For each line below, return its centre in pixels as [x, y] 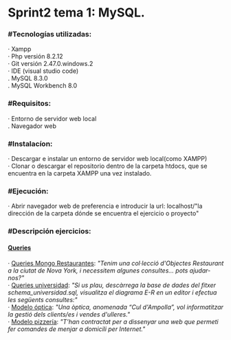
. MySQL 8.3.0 [28, 78]
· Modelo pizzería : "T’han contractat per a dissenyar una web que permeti [113, 321]
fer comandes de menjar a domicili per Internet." [77, 329]
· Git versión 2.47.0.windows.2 [51, 64]
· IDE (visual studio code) [43, 71]
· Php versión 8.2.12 [36, 56]
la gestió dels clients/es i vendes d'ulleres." [69, 314]
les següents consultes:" [43, 299]
